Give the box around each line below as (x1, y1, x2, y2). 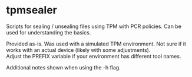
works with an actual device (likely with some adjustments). (6, 46, 151, 53)
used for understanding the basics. (6, 29, 91, 36)
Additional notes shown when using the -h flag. (6, 64, 121, 71)
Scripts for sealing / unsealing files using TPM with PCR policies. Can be (6, 23, 181, 30)
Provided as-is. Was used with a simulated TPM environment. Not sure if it (6, 40, 187, 47)
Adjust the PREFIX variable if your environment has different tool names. (6, 52, 181, 60)
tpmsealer (6, 3, 58, 17)
